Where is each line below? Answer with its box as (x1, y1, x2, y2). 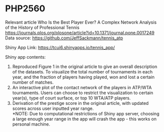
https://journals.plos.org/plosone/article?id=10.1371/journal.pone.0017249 (5, 30, 155, 35)
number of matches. (12, 79, 54, 85)
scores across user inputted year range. (12, 105, 94, 111)
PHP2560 (5, 3, 45, 14)
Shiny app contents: (5, 54, 46, 60)
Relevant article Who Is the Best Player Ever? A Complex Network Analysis (5, 19, 157, 25)
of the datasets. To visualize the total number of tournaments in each (12, 68, 153, 74)
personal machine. (12, 121, 50, 127)
